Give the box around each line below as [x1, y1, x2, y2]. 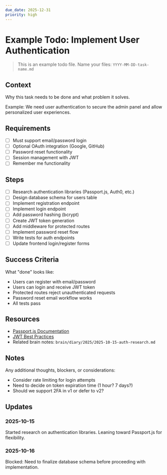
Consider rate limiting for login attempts [12, 377, 96, 383]
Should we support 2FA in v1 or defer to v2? [12, 388, 104, 394]
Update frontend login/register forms [12, 240, 90, 246]
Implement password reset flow [12, 229, 79, 235]
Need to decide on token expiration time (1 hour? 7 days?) [12, 382, 133, 388]
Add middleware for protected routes [12, 223, 90, 229]
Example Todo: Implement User [5, 34, 140, 46]
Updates [5, 403, 33, 411]
